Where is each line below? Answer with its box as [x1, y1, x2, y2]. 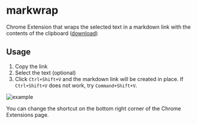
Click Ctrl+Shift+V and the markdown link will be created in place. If [14, 75, 184, 82]
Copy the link [14, 63, 48, 70]
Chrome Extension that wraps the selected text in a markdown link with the [6, 23, 191, 30]
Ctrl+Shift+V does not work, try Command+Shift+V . [14, 82, 138, 89]
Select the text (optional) [14, 69, 76, 76]
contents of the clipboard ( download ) [6, 29, 98, 36]
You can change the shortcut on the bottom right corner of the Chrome [6, 105, 181, 112]
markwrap [6, 4, 59, 17]
